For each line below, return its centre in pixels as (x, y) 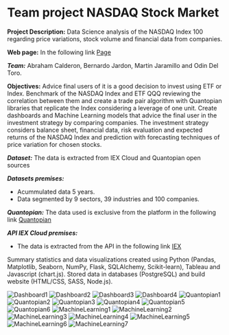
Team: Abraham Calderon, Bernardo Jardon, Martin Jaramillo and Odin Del (113, 65)
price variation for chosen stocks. (55, 144)
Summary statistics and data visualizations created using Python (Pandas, (111, 259)
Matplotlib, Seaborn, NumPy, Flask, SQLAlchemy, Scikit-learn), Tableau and (114, 266)
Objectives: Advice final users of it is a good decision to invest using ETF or (114, 86)
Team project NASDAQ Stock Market (113, 13)
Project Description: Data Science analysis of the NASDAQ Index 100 (105, 32)
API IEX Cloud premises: (43, 233)
